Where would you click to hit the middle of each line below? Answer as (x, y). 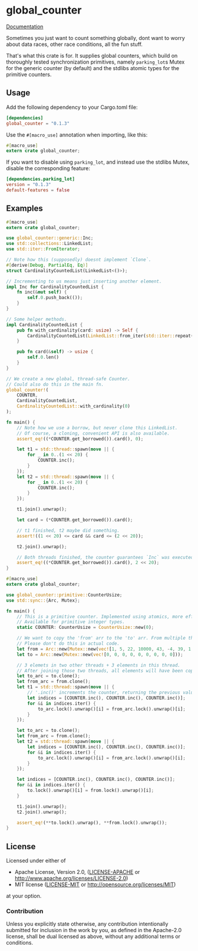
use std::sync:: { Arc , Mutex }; (43, 600)
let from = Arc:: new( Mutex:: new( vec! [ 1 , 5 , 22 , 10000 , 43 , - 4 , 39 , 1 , (105, 649)
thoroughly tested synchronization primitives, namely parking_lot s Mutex (95, 62)
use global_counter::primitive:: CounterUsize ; (64, 595)
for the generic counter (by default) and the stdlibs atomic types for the (93, 68)
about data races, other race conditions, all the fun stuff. (75, 44)
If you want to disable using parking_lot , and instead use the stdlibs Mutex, (98, 162)
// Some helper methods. (37, 319)
